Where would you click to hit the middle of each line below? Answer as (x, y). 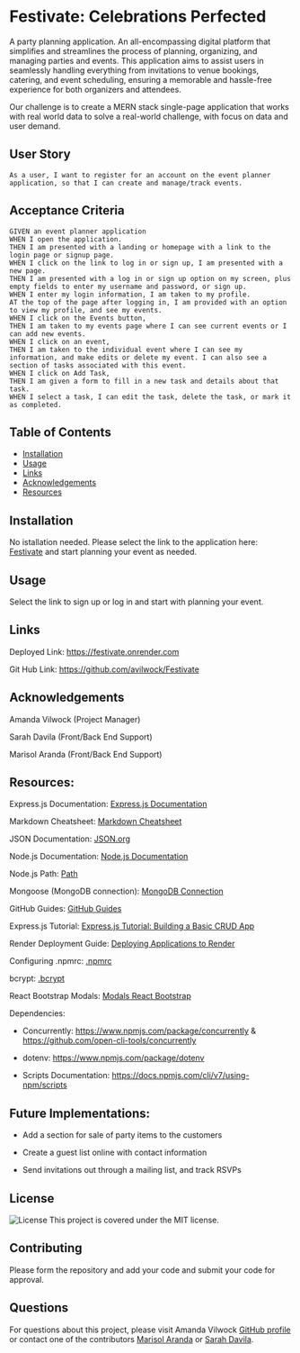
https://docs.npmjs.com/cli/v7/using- (181, 1076)
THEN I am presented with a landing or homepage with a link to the (140, 247)
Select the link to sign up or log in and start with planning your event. (137, 602)
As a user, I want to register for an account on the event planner (140, 175)
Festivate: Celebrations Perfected (138, 17)
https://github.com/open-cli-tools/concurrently (109, 1040)
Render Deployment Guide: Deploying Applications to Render (122, 944)
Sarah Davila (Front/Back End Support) (81, 737)
